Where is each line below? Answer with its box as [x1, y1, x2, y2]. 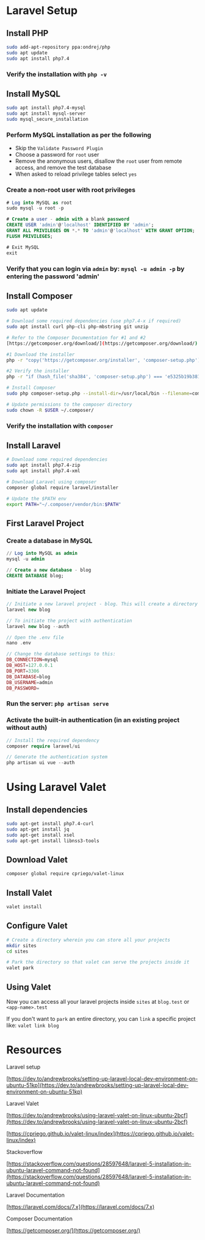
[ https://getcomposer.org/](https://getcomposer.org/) [6, 1227, 141, 1234]
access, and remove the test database [15, 164, 112, 171]
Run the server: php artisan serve [6, 699, 109, 708]
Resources [6, 1043, 62, 1057]
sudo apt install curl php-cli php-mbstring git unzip [6, 324, 149, 330]
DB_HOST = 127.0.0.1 [6, 663, 53, 669]
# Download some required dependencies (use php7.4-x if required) [6, 318, 182, 324]
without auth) [6, 724, 48, 732]
